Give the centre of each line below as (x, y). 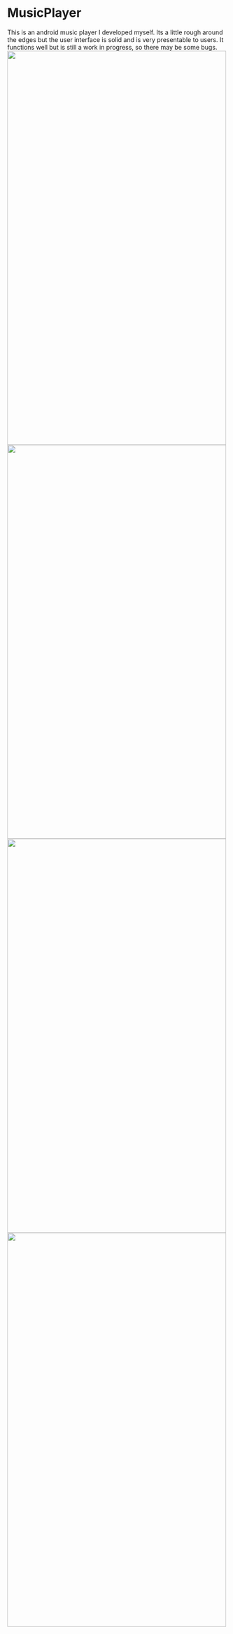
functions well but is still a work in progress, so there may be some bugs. (112, 47)
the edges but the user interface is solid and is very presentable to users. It (115, 39)
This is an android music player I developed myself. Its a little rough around (115, 32)
